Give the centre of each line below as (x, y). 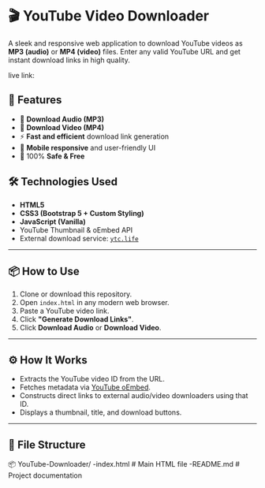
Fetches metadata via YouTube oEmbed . (85, 387)
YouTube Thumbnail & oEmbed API (76, 229)
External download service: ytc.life (79, 238)
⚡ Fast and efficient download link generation (94, 136)
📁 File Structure (47, 444)
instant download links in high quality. (69, 60)
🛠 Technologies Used (63, 182)
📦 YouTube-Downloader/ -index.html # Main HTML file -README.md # (124, 464)
